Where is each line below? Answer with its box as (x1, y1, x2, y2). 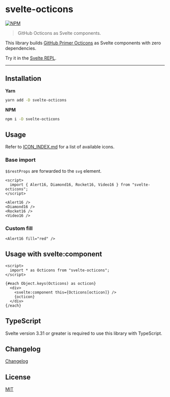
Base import (5, 157, 36, 164)
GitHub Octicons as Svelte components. (17, 30, 101, 36)
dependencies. (5, 45, 36, 51)
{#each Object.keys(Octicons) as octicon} (5, 281, 96, 286)
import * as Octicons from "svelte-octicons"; (10, 268, 110, 273)
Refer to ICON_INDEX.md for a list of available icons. (5, 144, 115, 150)
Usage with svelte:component (5, 250, 102, 259)
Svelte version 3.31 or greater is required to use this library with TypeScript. (5, 330, 162, 336)
